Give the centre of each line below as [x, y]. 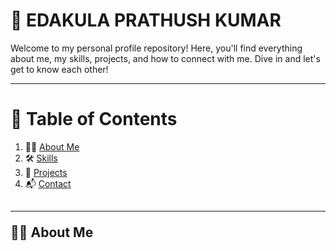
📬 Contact [48, 183]
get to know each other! [59, 69]
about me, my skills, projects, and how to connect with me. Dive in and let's [165, 58]
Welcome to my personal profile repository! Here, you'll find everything [156, 48]
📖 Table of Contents [94, 119]
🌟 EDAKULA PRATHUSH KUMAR [146, 20]
